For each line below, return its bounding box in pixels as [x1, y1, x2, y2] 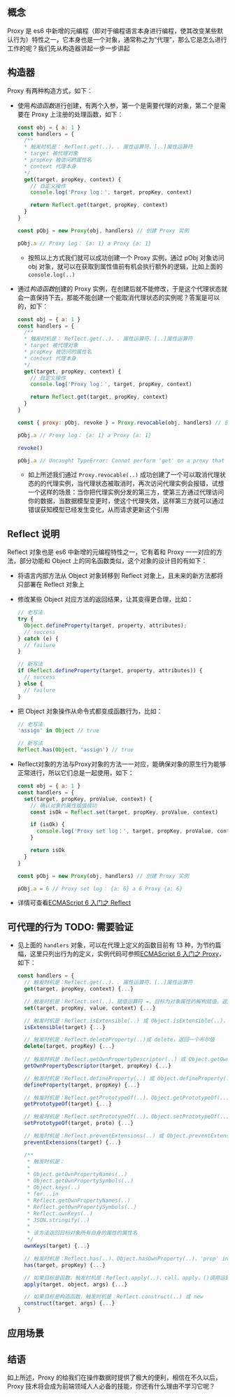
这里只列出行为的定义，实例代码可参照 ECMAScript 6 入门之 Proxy [29, 950, 219, 958]
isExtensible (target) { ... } [24, 1023, 106, 1030]
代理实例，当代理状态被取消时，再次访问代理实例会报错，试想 [46, 479, 225, 488]
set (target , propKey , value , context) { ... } [24, 1005, 156, 1012]
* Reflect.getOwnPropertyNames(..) [27, 1197, 131, 1204]
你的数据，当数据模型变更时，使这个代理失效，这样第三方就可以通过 [27, 497, 225, 505]
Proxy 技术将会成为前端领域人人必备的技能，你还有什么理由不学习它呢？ [7, 1382, 215, 1391]
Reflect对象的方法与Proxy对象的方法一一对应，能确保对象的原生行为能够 [17, 760, 226, 768]
